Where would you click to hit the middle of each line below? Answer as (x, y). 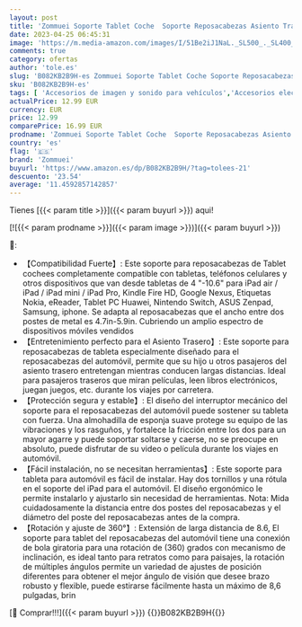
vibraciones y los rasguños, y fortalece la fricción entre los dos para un (154, 430)
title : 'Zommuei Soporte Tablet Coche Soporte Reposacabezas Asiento (144, 26)
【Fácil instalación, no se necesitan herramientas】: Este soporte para (152, 469)
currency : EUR (36, 110)
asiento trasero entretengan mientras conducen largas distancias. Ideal (154, 371)
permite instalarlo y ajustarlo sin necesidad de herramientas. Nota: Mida (155, 499)
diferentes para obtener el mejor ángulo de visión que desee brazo (146, 577)
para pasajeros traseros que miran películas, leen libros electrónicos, (150, 380)
